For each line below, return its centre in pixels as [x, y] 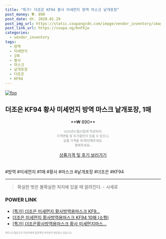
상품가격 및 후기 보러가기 [83, 155]
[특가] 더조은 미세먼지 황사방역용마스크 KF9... [56, 211]
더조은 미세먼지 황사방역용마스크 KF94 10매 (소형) [61, 217]
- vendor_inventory [30, 38]
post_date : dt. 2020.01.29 [33, 19]
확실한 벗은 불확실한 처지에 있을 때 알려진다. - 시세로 [68, 187]
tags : [11, 42]
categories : [17, 33]
